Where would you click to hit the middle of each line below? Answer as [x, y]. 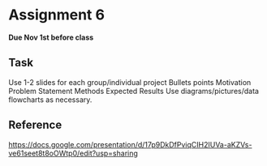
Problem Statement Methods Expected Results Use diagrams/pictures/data [134, 91]
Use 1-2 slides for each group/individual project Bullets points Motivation [130, 82]
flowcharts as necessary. [50, 100]
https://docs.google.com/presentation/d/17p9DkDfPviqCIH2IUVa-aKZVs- [130, 144]
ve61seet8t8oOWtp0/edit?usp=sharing [73, 153]
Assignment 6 [57, 15]
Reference [35, 125]
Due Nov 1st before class [51, 37]
